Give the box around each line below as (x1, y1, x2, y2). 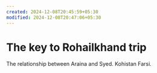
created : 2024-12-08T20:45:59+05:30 (6, 8, 98, 15)
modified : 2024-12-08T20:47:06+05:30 (6, 14, 101, 21)
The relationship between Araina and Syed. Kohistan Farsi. (6, 60, 152, 68)
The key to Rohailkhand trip (6, 40, 147, 54)
